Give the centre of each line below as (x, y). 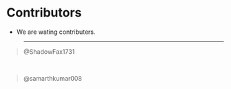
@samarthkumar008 (52, 78)
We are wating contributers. (56, 32)
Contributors (44, 13)
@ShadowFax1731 (49, 51)
